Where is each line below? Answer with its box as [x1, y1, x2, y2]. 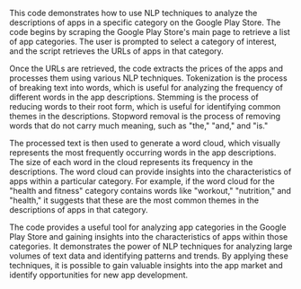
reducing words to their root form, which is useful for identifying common [9, 101, 281, 111]
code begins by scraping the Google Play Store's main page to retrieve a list [9, 27, 290, 37]
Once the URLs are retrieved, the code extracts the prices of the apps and [9, 63, 284, 74]
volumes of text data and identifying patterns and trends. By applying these [9, 250, 289, 261]
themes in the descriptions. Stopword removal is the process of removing [9, 111, 281, 121]
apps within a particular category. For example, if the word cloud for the [9, 176, 276, 187]
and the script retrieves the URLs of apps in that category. [9, 46, 225, 57]
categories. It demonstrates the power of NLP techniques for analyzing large [9, 241, 293, 251]
